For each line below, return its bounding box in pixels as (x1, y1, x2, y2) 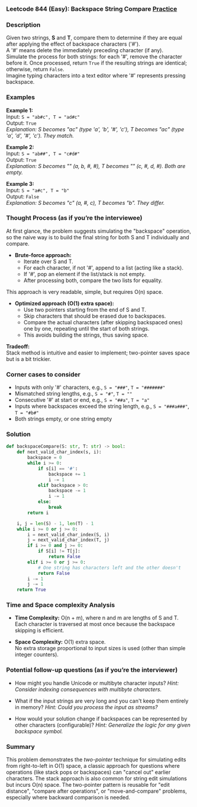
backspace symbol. (14, 727, 63, 735)
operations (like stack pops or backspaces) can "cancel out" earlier (6, 768, 171, 776)
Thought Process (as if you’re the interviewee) (6, 214, 143, 222)
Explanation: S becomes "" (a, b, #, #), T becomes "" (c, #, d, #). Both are (6, 162, 186, 169)
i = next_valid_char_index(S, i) (27, 531, 110, 537)
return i (27, 509, 49, 515)
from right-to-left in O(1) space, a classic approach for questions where (6, 762, 180, 770)
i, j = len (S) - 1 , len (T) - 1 (17, 520, 94, 527)
